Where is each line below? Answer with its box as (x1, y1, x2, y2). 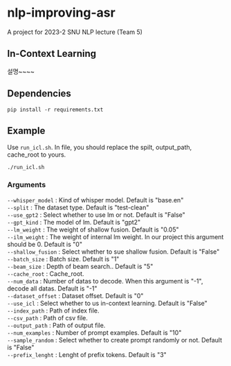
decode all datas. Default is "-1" (7, 284, 98, 293)
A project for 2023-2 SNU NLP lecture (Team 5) (7, 28, 143, 36)
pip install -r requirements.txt (7, 106, 104, 113)
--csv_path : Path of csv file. (7, 313, 88, 322)
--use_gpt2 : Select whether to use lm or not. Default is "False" (7, 210, 185, 219)
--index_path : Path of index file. (7, 306, 100, 315)
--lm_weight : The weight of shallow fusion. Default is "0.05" (7, 225, 179, 234)
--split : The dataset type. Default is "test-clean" (7, 203, 149, 211)
